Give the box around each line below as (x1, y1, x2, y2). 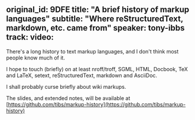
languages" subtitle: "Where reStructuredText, (6, 14, 183, 24)
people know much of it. (6, 54, 65, 61)
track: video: (6, 32, 54, 42)
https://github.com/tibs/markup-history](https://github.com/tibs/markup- (8, 101, 186, 108)
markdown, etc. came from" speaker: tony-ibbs (6, 23, 185, 33)
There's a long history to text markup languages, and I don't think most (6, 48, 179, 55)
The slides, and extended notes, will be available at (6, 94, 131, 102)
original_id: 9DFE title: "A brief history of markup (6, 5, 190, 15)
